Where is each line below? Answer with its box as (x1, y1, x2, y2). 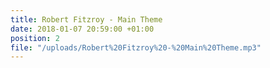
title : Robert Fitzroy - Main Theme (10, 14, 163, 25)
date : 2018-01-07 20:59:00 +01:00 (10, 24, 155, 34)
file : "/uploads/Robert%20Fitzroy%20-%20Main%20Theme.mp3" (10, 42, 262, 53)
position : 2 (10, 33, 60, 43)
